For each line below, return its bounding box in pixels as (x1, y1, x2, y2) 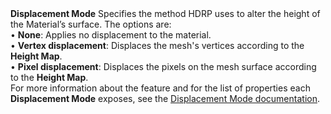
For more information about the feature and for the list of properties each (10, 82, 311, 94)
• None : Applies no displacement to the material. (10, 29, 212, 41)
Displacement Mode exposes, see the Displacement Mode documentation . (10, 93, 320, 104)
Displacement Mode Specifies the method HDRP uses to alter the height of (10, 8, 321, 19)
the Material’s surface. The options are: (10, 18, 172, 30)
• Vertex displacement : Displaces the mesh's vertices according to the (10, 40, 305, 51)
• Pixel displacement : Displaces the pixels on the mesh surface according (10, 61, 317, 72)
